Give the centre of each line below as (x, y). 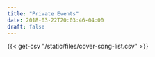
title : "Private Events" (43, 14)
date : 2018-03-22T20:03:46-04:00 (56, 20)
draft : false (26, 26)
